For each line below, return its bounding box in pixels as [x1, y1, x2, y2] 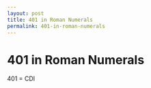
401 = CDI [7, 74, 36, 83]
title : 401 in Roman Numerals [7, 16, 94, 23]
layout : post [7, 10, 44, 17]
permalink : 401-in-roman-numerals [7, 23, 106, 29]
